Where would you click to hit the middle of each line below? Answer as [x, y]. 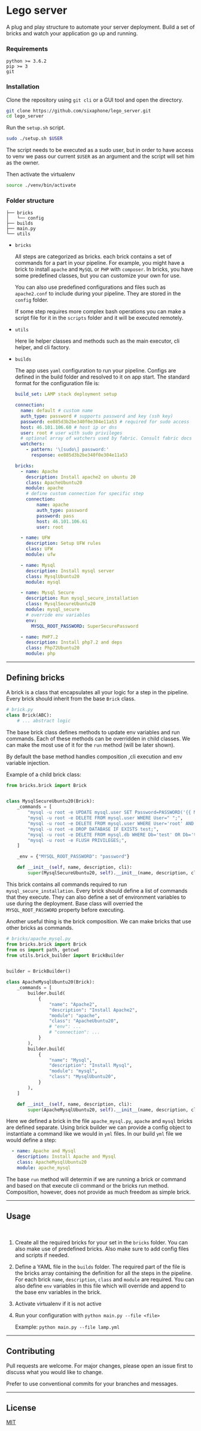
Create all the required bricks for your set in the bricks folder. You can [101, 1242]
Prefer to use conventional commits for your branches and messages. [92, 1383]
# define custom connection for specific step [85, 494]
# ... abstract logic [44, 721]
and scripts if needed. [42, 1255]
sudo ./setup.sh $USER [34, 139]
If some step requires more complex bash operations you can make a [100, 312]
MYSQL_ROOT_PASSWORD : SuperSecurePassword [85, 626]
